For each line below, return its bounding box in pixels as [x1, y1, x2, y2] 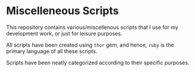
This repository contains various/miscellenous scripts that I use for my [6, 24, 178, 31]
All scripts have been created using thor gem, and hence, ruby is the [6, 41, 174, 48]
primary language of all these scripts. [6, 47, 97, 54]
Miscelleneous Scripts [6, 4, 119, 18]
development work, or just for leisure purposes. [6, 30, 123, 37]
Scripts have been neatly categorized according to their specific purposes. [6, 59, 190, 66]
